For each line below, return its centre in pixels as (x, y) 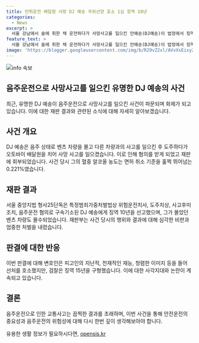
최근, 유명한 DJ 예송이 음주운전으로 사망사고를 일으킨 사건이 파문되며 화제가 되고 (99, 104)
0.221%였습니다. (26, 169)
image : (14, 50)
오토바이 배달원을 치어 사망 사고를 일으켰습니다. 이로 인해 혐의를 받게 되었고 (93, 154)
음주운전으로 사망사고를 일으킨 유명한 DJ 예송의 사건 (96, 89)
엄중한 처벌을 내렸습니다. (35, 227)
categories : (21, 17)
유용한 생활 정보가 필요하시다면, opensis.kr (56, 334)
